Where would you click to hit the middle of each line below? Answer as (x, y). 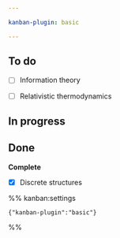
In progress (37, 121)
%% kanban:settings (42, 198)
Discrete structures (51, 182)
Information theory (50, 80)
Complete (25, 167)
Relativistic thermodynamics (66, 96)
